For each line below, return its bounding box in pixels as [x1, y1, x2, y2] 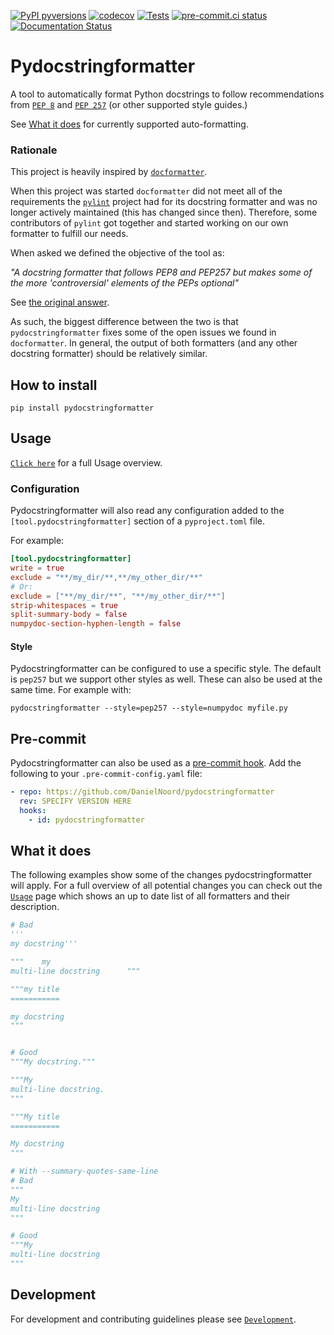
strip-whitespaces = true [10, 600, 118, 610]
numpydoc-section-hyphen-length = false [10, 619, 182, 629]
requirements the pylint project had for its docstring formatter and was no [10, 196, 318, 208]
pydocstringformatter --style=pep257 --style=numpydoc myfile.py [10, 703, 288, 714]
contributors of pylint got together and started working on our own [10, 217, 289, 229]
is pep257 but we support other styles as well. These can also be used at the [10, 673, 323, 685]
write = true [10, 563, 65, 574]
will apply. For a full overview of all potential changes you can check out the [10, 880, 323, 892]
